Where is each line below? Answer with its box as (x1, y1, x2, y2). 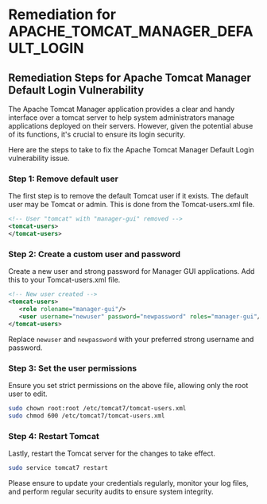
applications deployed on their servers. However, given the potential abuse (8, 121, 253, 130)
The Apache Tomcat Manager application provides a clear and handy (8, 105, 235, 113)
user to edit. (8, 389, 48, 398)
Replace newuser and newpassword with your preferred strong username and (8, 334, 254, 344)
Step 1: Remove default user (8, 173, 119, 184)
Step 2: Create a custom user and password (8, 248, 181, 260)
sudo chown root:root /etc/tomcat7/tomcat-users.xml (8, 404, 187, 412)
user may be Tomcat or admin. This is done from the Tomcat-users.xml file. (8, 200, 255, 210)
